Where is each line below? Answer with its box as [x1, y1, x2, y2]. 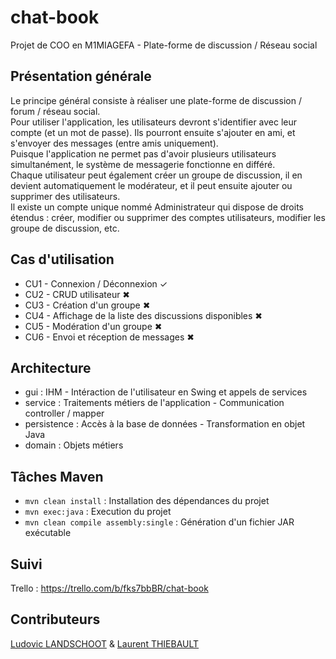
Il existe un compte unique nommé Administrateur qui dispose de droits [10, 201, 304, 213]
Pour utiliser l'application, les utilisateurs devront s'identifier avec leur [10, 116, 298, 128]
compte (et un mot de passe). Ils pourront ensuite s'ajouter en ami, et [10, 126, 296, 138]
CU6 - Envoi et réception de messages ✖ [24, 331, 195, 343]
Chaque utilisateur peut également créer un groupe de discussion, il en [10, 169, 303, 181]
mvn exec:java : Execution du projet [24, 506, 172, 518]
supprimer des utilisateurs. [10, 190, 121, 202]
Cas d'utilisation [10, 251, 115, 268]
